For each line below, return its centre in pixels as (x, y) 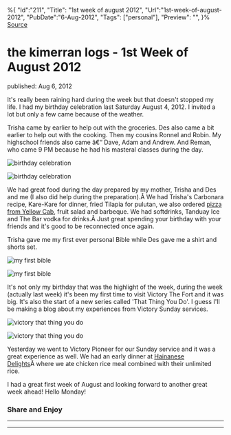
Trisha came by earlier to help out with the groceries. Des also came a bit (111, 128)
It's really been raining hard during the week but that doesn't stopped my (111, 99)
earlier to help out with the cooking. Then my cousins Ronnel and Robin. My (114, 134)
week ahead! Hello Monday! (47, 392)
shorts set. (22, 247)
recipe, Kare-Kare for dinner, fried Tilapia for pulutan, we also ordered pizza (114, 204)
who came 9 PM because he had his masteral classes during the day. (106, 149)
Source (17, 24)
